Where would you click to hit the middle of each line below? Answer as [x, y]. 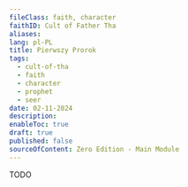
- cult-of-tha [43, 67]
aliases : [25, 34]
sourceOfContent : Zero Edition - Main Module [94, 149]
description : [33, 116]
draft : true [31, 133]
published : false [41, 141]
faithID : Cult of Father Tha [63, 26]
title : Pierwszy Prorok [53, 51]
